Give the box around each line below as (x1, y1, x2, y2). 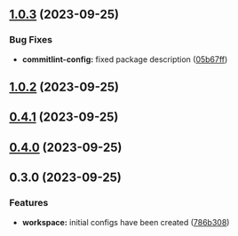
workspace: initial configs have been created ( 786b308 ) (21, 216, 230, 227)
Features (9, 197, 49, 209)
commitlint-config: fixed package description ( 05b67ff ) (21, 53, 228, 65)
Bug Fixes (9, 34, 53, 46)
